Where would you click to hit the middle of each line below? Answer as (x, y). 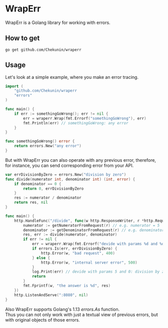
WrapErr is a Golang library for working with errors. (58, 22)
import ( (14, 86)
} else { (41, 258)
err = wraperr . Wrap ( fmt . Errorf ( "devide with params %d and (94, 244)
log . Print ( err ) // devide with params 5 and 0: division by (96, 272)
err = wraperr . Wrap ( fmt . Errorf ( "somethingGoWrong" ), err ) (85, 118)
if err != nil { (40, 239)
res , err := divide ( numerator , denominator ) (70, 235)
